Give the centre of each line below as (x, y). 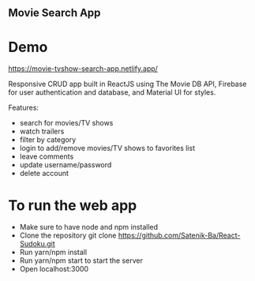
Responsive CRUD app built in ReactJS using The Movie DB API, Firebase (127, 84)
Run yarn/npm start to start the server (81, 260)
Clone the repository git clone (68, 235)
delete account (44, 174)
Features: (24, 108)
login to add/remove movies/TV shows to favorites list (107, 148)
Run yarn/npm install (53, 253)
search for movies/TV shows (66, 123)
